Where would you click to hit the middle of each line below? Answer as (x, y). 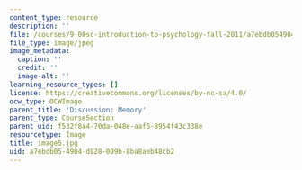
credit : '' (38, 68)
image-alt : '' (44, 76)
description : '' (40, 26)
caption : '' (40, 59)
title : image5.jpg (44, 143)
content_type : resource (54, 18)
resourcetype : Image (48, 135)
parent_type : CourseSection (62, 118)
